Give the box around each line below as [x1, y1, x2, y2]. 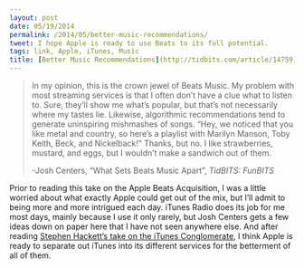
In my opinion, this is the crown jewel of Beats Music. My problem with [31, 81, 295, 91]
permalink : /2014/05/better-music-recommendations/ [9, 30, 208, 39]
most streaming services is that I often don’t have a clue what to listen [31, 90, 292, 100]
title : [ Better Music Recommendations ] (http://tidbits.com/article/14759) [9, 55, 298, 64]
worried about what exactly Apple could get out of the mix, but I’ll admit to [9, 192, 286, 203]
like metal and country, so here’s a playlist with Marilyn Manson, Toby [31, 129, 290, 139]
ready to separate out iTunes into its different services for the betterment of [9, 241, 291, 251]
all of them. [9, 250, 52, 261]
